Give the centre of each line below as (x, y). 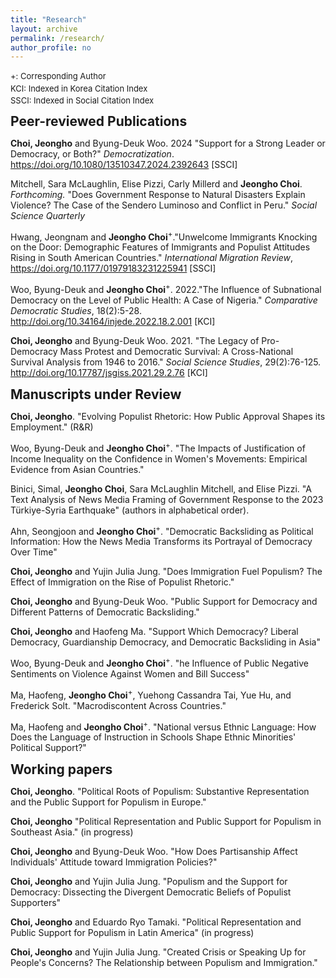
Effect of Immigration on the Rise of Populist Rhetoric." (122, 582)
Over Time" (34, 552)
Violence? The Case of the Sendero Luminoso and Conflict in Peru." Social (164, 205)
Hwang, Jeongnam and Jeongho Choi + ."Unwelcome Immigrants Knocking (164, 236)
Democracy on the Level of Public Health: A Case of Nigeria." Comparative (164, 300)
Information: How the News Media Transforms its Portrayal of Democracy (161, 542)
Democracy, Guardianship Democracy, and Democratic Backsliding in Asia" (165, 642)
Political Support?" (48, 748)
